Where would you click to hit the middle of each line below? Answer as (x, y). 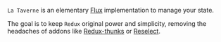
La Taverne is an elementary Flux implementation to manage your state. (111, 10)
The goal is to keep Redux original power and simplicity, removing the (107, 23)
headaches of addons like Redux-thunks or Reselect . (84, 31)
